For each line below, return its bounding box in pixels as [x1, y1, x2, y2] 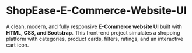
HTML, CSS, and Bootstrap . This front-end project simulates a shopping [6, 29, 180, 36]
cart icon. [6, 41, 29, 48]
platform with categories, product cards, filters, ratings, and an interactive [6, 35, 184, 42]
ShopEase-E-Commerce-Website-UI [6, 4, 187, 17]
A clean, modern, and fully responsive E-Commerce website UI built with [6, 23, 183, 30]
